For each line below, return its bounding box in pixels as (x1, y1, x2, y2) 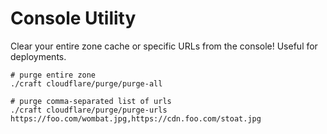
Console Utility (10, 7, 137, 30)
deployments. (10, 50, 67, 62)
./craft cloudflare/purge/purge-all (10, 78, 163, 89)
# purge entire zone (10, 70, 97, 80)
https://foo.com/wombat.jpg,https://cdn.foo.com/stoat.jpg (10, 113, 262, 124)
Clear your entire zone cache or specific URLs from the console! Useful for (10, 40, 318, 52)
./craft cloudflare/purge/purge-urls (10, 105, 168, 115)
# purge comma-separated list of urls (10, 96, 172, 106)
